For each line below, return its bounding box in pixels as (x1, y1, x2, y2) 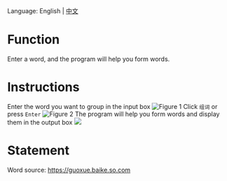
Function (7, 31, 60, 48)
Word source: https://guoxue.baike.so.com (7, 166, 131, 174)
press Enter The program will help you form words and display (7, 110, 220, 118)
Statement (7, 143, 70, 159)
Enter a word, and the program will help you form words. (7, 55, 170, 63)
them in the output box (7, 118, 73, 126)
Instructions (7, 80, 80, 95)
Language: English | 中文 (7, 7, 78, 15)
